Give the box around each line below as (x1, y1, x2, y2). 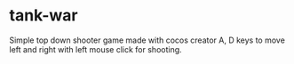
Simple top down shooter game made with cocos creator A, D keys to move (9, 35, 286, 45)
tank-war (9, 5, 78, 26)
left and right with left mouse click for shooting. (9, 44, 182, 54)
